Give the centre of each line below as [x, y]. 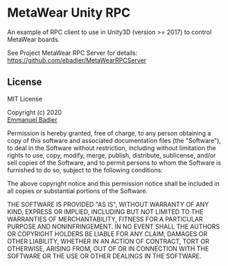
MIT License [25, 99]
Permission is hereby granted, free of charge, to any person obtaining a [109, 133]
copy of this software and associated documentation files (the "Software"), [114, 140]
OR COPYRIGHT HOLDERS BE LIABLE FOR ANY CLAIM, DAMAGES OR [107, 233]
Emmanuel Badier [32, 119]
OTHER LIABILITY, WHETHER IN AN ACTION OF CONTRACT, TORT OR [108, 241]
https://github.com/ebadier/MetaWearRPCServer [77, 60]
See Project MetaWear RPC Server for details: [72, 53]
